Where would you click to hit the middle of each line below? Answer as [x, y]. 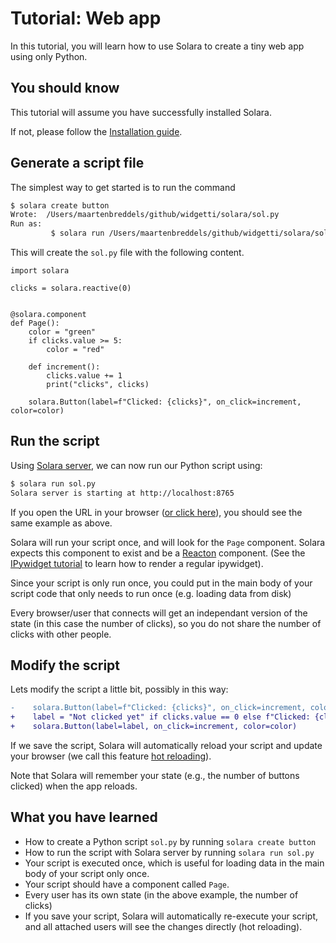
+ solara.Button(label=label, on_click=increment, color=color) [154, 727]
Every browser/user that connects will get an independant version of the [159, 613]
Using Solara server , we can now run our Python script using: [136, 465]
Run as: [26, 224]
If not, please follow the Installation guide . [96, 131]
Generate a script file [77, 163]
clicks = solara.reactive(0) [71, 288]
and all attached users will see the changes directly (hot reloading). [163, 926]
